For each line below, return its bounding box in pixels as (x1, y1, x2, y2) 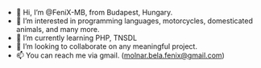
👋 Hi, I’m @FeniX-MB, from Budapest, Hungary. (15, 8, 173, 17)
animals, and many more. (15, 25, 100, 34)
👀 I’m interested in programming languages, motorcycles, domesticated (15, 16, 254, 26)
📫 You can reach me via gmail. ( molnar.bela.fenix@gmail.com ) (15, 50, 226, 60)
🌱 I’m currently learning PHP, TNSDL (15, 33, 138, 42)
